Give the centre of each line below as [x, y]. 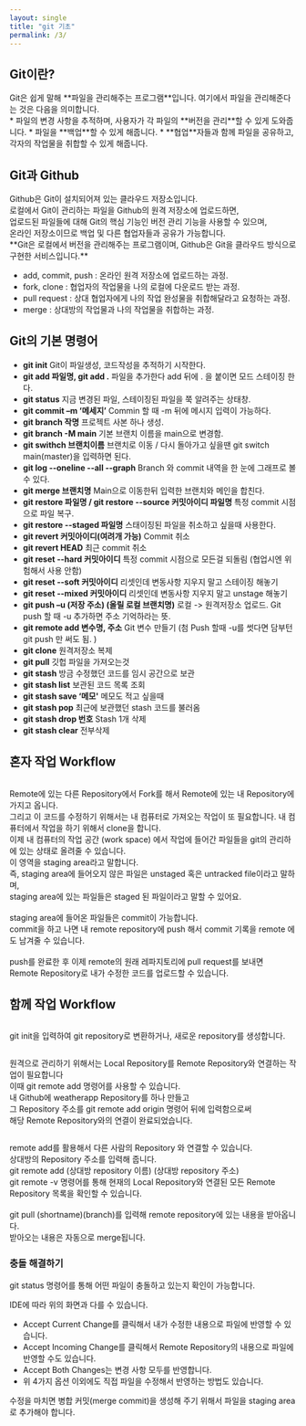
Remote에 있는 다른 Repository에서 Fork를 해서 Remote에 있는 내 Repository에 [152, 793]
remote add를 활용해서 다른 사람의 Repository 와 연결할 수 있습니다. [131, 1148]
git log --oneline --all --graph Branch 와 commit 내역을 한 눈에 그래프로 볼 [159, 468]
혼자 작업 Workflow [63, 762]
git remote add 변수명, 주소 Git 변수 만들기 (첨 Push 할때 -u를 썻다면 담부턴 [158, 628]
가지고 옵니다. [34, 805]
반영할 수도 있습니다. [59, 1358]
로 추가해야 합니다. [42, 1411]
